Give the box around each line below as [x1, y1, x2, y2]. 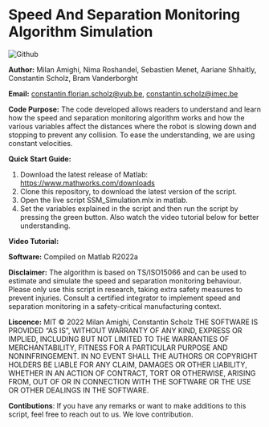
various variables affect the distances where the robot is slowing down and [8, 121, 257, 131]
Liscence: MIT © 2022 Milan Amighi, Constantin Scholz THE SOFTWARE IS [8, 317, 259, 327]
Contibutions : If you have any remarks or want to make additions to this [8, 401, 247, 410]
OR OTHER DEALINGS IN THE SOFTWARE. [8, 385, 149, 395]
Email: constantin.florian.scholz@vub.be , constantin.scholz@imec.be [8, 88, 238, 98]
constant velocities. [8, 138, 73, 148]
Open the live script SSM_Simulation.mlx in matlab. [19, 195, 189, 205]
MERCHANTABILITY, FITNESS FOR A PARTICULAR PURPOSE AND [8, 343, 228, 352]
